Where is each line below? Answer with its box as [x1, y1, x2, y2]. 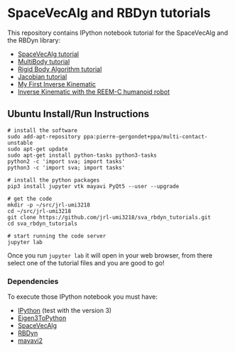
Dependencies [7, 276, 59, 286]
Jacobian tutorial [17, 72, 67, 81]
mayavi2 [17, 336, 43, 345]
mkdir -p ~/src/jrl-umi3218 [7, 201, 91, 209]
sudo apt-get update [7, 145, 69, 153]
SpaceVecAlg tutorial [17, 50, 80, 58]
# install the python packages [7, 176, 100, 184]
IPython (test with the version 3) [17, 307, 112, 315]
